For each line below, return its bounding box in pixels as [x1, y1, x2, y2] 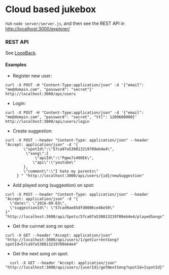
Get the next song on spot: [12, 251, 69, 257]
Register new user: [12, 73, 52, 79]
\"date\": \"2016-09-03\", [10, 201, 67, 206]
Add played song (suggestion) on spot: [12, 182, 94, 188]
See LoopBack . [5, 50, 37, 56]
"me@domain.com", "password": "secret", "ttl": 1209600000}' [5, 115, 138, 120]
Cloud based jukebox [5, 4, 96, 15]
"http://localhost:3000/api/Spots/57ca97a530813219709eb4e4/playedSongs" [5, 214, 165, 219]
